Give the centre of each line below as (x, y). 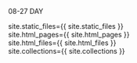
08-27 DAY (26, 11)
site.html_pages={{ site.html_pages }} (69, 35)
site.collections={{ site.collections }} (67, 51)
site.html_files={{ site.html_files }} (62, 43)
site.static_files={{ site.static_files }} (66, 26)
